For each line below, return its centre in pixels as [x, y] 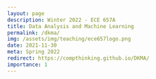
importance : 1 [28, 65]
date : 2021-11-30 [32, 45]
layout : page [26, 13]
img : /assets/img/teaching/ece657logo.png [69, 39]
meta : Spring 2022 [33, 52]
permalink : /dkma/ [33, 33]
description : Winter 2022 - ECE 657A [61, 20]
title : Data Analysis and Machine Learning [71, 26]
